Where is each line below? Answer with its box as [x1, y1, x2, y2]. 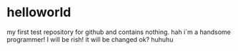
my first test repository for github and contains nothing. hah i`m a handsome [6, 28, 232, 36]
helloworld [6, 4, 71, 21]
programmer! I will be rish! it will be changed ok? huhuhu [6, 35, 174, 43]
